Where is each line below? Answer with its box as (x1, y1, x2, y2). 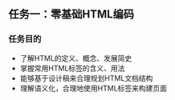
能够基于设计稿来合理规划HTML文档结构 (19, 73, 153, 82)
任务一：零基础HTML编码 (8, 7, 135, 22)
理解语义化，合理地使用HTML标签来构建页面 (19, 83, 167, 93)
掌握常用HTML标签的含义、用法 (19, 63, 125, 73)
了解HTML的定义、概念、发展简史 (19, 53, 132, 62)
